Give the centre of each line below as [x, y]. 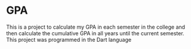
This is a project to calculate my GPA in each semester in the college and [96, 27]
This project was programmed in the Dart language [69, 39]
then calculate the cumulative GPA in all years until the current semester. [95, 33]
